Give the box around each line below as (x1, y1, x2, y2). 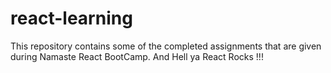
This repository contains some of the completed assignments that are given (10, 40, 322, 52)
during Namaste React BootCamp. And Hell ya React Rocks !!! (10, 50, 264, 62)
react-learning (10, 7, 133, 30)
